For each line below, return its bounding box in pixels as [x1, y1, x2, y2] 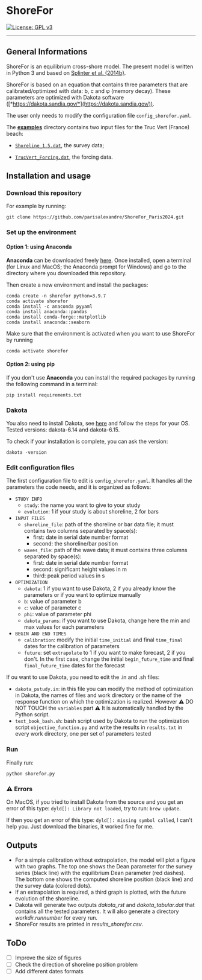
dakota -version [6, 450, 47, 456]
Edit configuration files [6, 463, 75, 471]
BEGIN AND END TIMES [14, 631, 67, 637]
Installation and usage [6, 171, 91, 181]
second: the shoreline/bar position [32, 540, 118, 547]
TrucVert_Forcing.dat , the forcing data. [14, 153, 113, 161]
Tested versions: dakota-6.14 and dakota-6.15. [6, 426, 120, 433]
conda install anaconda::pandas [6, 308, 87, 314]
